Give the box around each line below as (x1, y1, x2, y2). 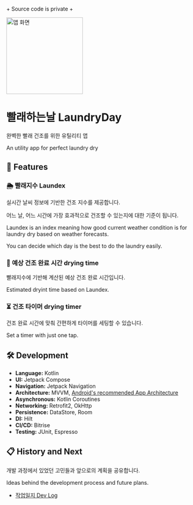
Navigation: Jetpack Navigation (15, 382, 96, 390)
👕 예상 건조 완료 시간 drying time (6, 259, 99, 267)
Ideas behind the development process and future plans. (6, 479, 149, 486)
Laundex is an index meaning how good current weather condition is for (6, 224, 188, 231)
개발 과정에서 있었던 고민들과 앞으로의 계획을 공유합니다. (6, 466, 140, 474)
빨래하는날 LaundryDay (6, 110, 122, 124)
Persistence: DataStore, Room (15, 409, 93, 416)
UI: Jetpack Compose (15, 376, 70, 384)
